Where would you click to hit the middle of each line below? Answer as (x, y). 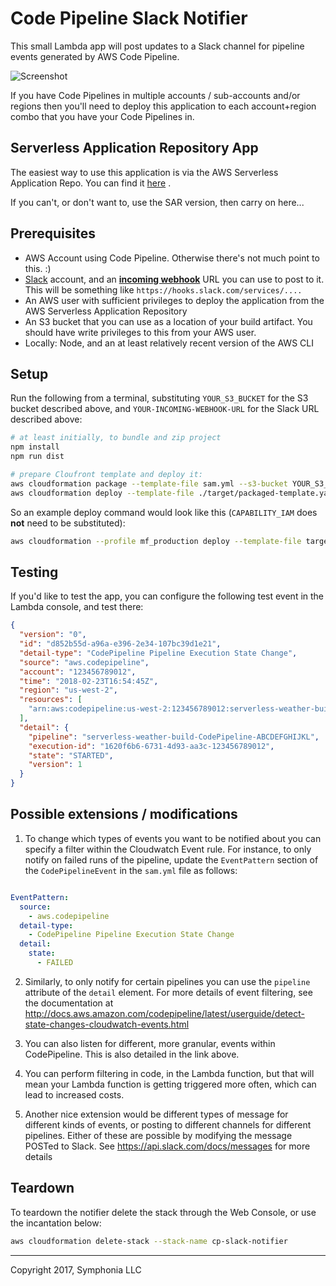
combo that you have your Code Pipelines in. (102, 116)
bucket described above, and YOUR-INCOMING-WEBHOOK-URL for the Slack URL (165, 409)
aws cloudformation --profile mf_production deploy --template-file (156, 541)
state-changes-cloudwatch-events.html (107, 1024)
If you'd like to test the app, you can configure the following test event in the (167, 596)
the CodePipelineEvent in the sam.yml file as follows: (131, 870)
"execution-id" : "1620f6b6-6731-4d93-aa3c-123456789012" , (151, 746)
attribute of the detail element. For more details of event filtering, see (168, 992)
